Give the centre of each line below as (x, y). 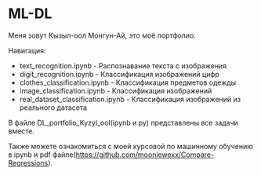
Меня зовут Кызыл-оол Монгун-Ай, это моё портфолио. (102, 35)
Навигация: (27, 50)
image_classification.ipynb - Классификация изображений (116, 90)
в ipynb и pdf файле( (42, 155)
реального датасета (53, 108)
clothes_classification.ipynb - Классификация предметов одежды (128, 82)
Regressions (28, 162)
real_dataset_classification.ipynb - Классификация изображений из (130, 99)
